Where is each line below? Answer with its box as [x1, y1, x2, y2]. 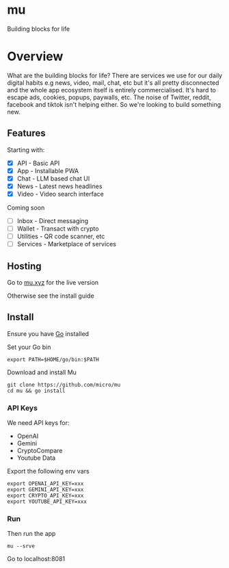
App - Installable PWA [16, 166, 79, 175]
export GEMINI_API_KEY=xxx [7, 487, 84, 493]
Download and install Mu [7, 368, 77, 376]
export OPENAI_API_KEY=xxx [7, 480, 84, 487]
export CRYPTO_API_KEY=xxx [7, 492, 84, 500]
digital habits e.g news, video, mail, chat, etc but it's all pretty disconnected [7, 78, 219, 87]
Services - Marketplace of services [16, 240, 116, 248]
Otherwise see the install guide [7, 292, 94, 300]
